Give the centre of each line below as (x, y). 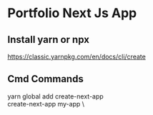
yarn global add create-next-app (55, 96)
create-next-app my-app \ (46, 104)
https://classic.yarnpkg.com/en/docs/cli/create (77, 56)
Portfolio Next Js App (72, 13)
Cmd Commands (45, 79)
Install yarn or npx (48, 40)
